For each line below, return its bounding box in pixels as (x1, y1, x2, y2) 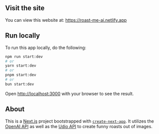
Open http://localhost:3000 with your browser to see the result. (5, 90, 134, 96)
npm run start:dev (5, 54, 43, 59)
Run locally (5, 32, 40, 40)
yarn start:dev (5, 63, 37, 68)
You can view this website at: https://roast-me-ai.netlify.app (5, 17, 127, 23)
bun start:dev (5, 82, 35, 87)
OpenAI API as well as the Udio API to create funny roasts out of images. (5, 123, 153, 129)
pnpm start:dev (5, 73, 37, 78)
